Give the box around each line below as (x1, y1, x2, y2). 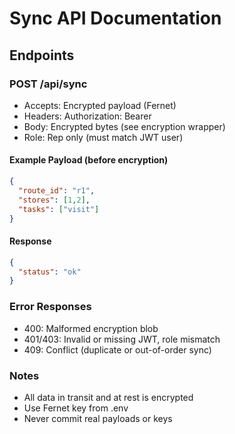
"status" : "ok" (18, 267, 82, 277)
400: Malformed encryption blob (23, 322, 159, 334)
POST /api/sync (9, 77, 88, 91)
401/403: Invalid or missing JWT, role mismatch (23, 333, 221, 345)
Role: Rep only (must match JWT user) (23, 131, 184, 143)
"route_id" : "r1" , (18, 185, 96, 196)
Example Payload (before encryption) (9, 154, 169, 166)
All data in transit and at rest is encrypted (23, 391, 194, 403)
